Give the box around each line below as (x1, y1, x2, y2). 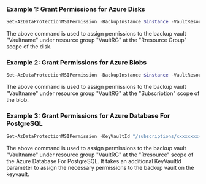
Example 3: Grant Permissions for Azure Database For (6, 112, 170, 120)
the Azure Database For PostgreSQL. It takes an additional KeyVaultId (6, 157, 182, 164)
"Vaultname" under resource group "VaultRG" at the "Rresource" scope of (6, 151, 194, 158)
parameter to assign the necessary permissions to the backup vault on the (6, 164, 194, 171)
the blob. (6, 96, 29, 104)
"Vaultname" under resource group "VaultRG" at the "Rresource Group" (6, 36, 187, 44)
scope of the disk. (6, 43, 52, 50)
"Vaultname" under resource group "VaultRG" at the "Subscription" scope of (6, 90, 200, 97)
